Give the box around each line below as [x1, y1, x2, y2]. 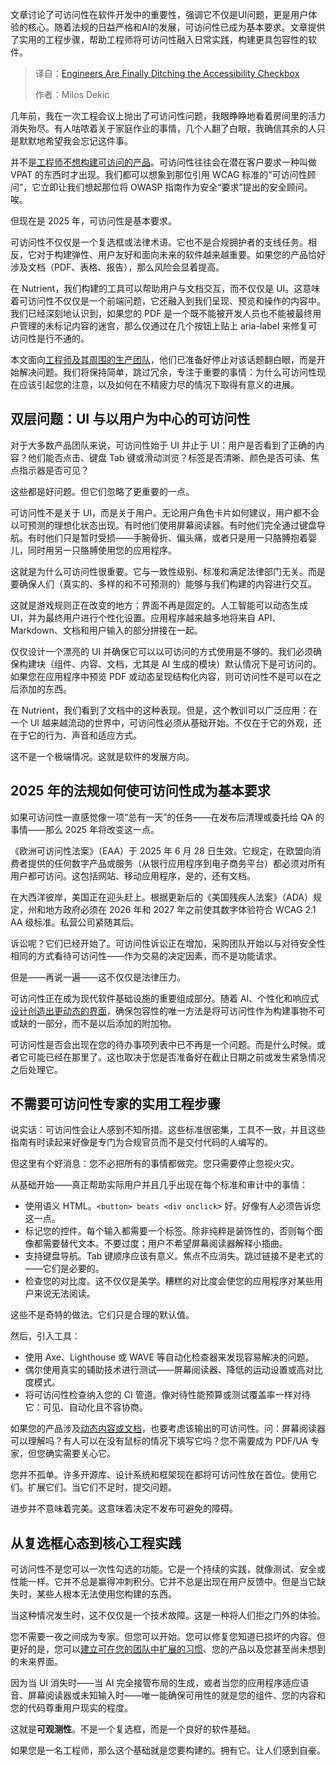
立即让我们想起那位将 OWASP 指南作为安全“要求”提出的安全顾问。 [40, 181, 313, 193]
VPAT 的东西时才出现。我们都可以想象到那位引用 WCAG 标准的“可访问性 [10, 169, 308, 180]
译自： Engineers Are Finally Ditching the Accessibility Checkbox [34, 68, 300, 79]
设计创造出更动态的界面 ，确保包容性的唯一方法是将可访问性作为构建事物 [10, 1004, 308, 1017]
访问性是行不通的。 [10, 333, 90, 344]
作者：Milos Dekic [34, 89, 110, 100]
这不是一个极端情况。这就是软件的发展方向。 [10, 750, 195, 762]
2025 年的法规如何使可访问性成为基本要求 [10, 783, 271, 800]
